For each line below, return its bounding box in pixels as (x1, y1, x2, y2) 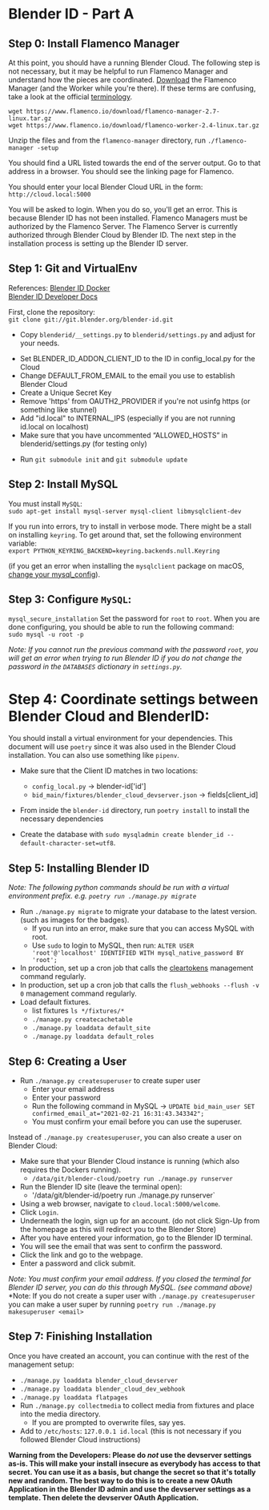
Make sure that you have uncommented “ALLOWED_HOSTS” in (19, 430, 228, 440)
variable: (8, 538, 38, 548)
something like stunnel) (19, 405, 98, 414)
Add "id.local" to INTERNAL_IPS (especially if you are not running (19, 413, 236, 423)
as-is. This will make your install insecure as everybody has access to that (8, 1459, 261, 1468)
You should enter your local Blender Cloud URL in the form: (8, 182, 203, 191)
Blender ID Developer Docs (8, 292, 98, 301)
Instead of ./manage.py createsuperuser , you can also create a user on (8, 1133, 242, 1142)
